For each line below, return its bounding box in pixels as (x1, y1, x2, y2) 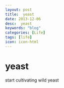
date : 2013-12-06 (5, 16, 41, 21)
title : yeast (5, 12, 35, 17)
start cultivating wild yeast (5, 77, 59, 83)
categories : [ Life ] (5, 30, 46, 35)
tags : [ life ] (5, 35, 32, 40)
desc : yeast (5, 21, 32, 26)
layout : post (5, 7, 32, 12)
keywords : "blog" (5, 26, 41, 31)
